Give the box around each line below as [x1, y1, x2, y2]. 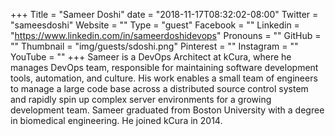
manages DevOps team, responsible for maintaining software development [10, 62, 319, 73]
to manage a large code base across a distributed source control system [10, 83, 309, 94]
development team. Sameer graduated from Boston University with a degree [10, 104, 325, 116]
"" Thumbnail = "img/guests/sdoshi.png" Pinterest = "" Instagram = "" [10, 40, 299, 52]
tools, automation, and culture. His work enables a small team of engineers [10, 72, 318, 84]
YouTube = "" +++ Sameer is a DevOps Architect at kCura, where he [10, 51, 292, 63]
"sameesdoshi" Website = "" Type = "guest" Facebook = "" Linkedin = [10, 19, 300, 31]
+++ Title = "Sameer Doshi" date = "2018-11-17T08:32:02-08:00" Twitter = [10, 9, 319, 20]
